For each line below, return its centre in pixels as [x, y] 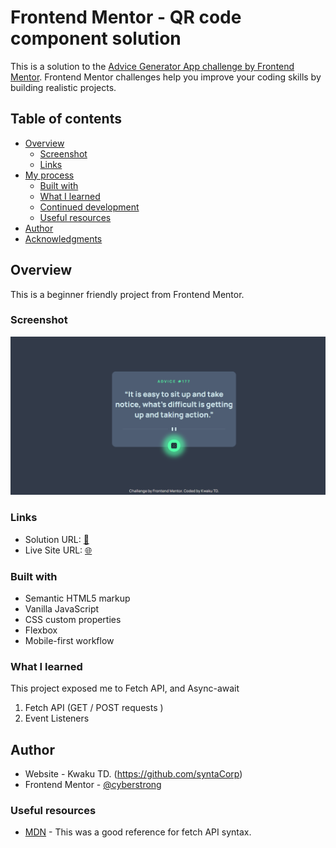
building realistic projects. [63, 87]
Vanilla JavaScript [62, 608]
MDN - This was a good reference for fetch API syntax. [138, 832]
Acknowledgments [63, 238]
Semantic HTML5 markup [77, 598]
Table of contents [66, 119]
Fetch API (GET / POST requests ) [94, 708]
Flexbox [41, 630]
